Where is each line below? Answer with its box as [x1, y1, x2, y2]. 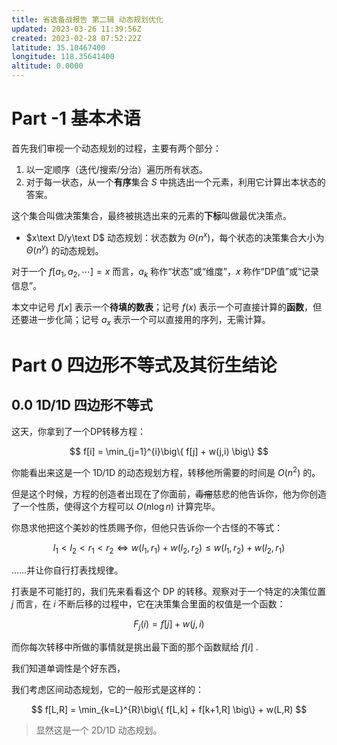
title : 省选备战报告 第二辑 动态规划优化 [11, 14, 164, 25]
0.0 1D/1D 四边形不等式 [11, 397, 153, 414]
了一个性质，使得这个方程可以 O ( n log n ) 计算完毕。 [11, 500, 221, 512]
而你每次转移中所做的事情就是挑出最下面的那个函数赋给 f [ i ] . [11, 641, 259, 653]
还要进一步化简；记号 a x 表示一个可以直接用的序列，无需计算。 [11, 314, 271, 328]
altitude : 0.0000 [11, 61, 84, 71]
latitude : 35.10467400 [11, 42, 106, 53]
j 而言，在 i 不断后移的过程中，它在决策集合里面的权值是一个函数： [11, 598, 286, 610]
